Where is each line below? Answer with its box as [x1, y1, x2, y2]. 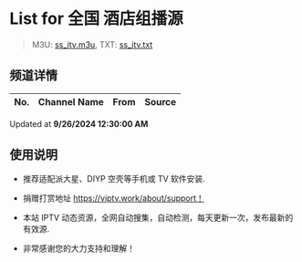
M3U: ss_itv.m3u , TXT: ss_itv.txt [31, 38, 153, 50]
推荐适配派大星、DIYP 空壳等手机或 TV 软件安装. [22, 173, 205, 183]
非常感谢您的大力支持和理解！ [22, 243, 135, 254]
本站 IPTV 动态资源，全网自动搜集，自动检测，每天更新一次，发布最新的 [22, 212, 294, 223]
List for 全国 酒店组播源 [9, 8, 184, 29]
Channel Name [37, 95, 105, 108]
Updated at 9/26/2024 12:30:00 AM [9, 118, 149, 129]
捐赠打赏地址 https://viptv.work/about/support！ [22, 193, 205, 204]
